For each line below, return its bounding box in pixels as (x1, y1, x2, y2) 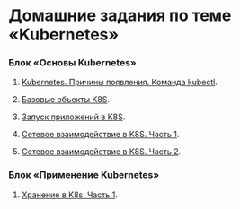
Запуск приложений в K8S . (21, 111, 126, 122)
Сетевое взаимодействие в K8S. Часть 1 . (21, 129, 180, 140)
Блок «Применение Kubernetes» (8, 169, 160, 181)
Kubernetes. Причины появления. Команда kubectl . (21, 77, 218, 88)
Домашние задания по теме (8, 5, 232, 26)
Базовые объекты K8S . (21, 94, 110, 105)
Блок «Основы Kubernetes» (8, 57, 137, 69)
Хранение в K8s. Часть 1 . (21, 189, 119, 200)
